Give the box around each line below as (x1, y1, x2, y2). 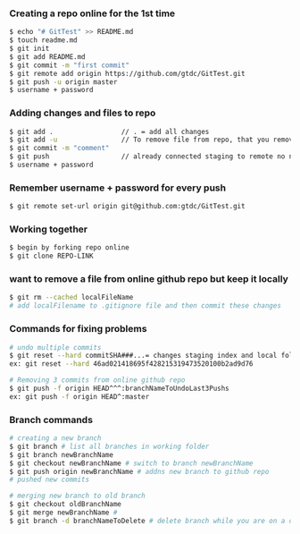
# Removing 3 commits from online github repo (9, 376, 186, 385)
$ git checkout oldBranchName (9, 500, 122, 509)
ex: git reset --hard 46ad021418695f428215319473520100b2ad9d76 (9, 360, 254, 369)
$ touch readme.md (9, 36, 78, 45)
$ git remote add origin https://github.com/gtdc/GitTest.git (9, 69, 246, 78)
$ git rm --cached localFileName (9, 293, 134, 302)
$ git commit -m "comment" (9, 144, 110, 153)
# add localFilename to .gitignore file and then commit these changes (9, 301, 281, 310)
